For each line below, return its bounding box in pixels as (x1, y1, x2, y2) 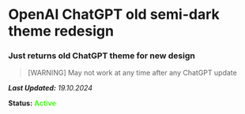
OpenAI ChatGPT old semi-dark (8, 6, 220, 24)
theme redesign (8, 22, 115, 40)
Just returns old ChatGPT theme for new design (8, 50, 195, 61)
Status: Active (8, 98, 57, 108)
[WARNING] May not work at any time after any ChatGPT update (27, 68, 237, 78)
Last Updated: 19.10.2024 (8, 83, 93, 93)
